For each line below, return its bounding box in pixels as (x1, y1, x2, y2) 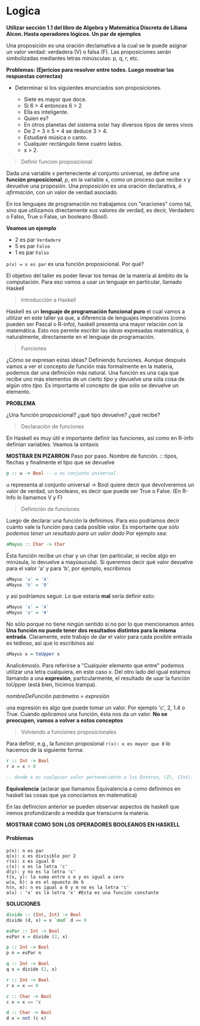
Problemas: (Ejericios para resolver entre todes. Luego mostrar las (6, 66, 174, 73)
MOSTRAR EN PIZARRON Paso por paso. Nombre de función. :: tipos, (6, 452, 179, 460)
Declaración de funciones (20, 422, 85, 430)
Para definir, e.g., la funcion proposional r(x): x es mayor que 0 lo (6, 740, 171, 748)
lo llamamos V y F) (17, 494, 63, 501)
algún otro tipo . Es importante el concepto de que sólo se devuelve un (6, 381, 179, 389)
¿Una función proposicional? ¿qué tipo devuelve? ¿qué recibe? (6, 411, 161, 418)
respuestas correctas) (6, 72, 63, 79)
